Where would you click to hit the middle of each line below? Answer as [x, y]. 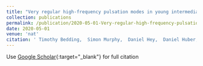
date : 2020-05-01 [28, 28]
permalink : [20, 23]
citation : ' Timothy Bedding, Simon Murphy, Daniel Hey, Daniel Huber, [102, 40]
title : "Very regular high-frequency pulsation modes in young [88, 12]
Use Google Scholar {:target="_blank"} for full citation [72, 57]
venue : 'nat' [23, 34]
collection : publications [39, 17]
